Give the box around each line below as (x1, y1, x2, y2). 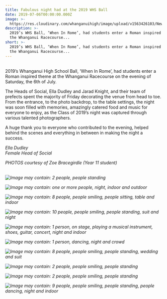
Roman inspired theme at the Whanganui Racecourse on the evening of (5, 73, 152, 79)
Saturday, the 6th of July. (5, 78, 57, 85)
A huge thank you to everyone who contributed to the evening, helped (5, 124, 149, 130)
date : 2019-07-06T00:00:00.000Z (5, 12, 72, 17)
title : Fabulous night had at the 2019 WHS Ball (5, 7, 108, 12)
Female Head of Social (5, 150, 52, 156)
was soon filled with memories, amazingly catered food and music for (5, 104, 148, 110)
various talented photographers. (5, 115, 71, 121)
